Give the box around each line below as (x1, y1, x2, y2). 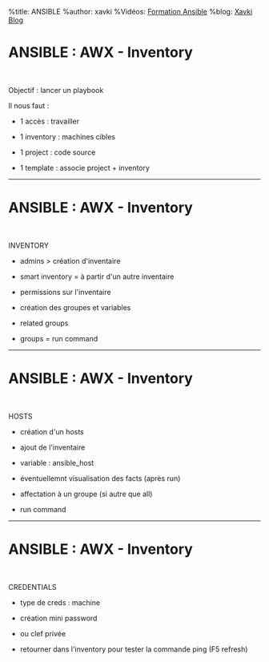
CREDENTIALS (8, 582, 58, 591)
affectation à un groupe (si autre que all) (19, 489, 153, 499)
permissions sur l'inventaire (19, 287, 111, 297)
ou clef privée (19, 628, 66, 638)
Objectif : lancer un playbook (8, 85, 104, 95)
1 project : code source (19, 147, 96, 157)
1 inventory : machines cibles (19, 131, 116, 141)
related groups (19, 318, 69, 328)
